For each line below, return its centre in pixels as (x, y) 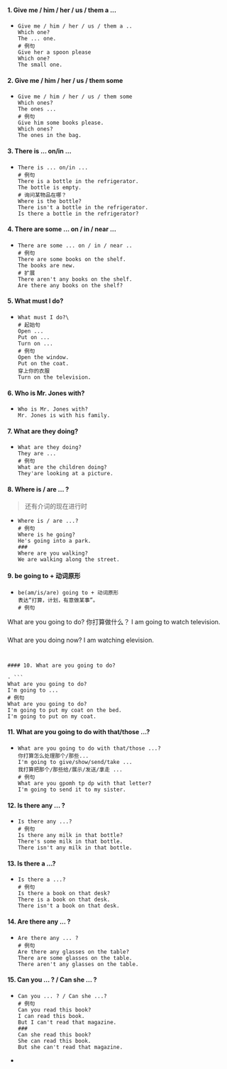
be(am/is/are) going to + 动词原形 (68, 592)
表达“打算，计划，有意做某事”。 (58, 600)
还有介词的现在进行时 (56, 506)
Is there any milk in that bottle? (70, 836)
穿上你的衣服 (34, 371)
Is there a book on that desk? (64, 894)
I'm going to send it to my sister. (72, 790)
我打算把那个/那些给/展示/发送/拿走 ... (70, 770)
